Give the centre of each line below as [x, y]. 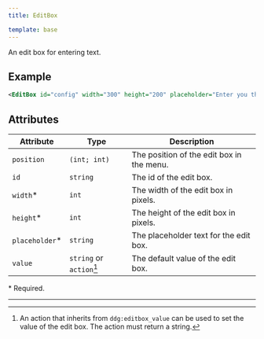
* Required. [26, 289]
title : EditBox [33, 15]
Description [192, 141]
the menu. [150, 164]
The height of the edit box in [183, 213]
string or [86, 258]
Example [30, 77]
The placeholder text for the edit [191, 235]
